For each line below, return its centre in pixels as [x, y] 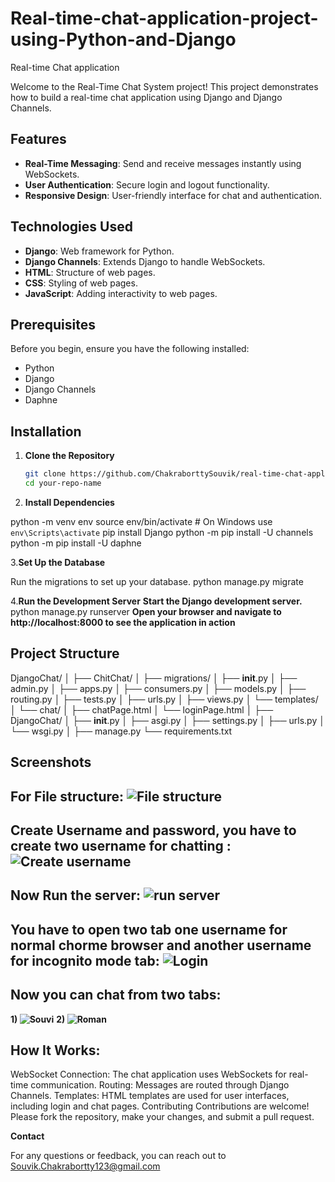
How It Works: [55, 1050]
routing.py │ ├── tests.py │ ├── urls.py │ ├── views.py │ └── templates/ [164, 699]
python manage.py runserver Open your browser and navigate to [146, 611]
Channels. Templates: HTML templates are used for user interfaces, [150, 1096]
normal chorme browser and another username [161, 945]
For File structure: [67, 796]
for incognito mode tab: [85, 960]
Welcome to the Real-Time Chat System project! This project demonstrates [164, 86]
